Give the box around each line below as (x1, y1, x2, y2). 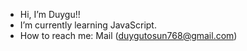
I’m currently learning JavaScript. (19, 19, 157, 31)
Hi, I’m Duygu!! (19, 9, 81, 20)
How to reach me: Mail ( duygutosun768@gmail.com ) (19, 30, 238, 41)
